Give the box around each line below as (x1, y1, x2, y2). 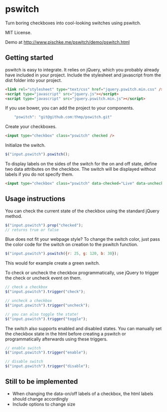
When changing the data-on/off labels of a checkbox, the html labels (12, 391, 154, 397)
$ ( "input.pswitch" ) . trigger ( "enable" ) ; (5, 350, 88, 355)
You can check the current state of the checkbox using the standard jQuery (5, 207, 160, 214)
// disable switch (5, 359, 43, 364)
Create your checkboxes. (5, 124, 57, 130)
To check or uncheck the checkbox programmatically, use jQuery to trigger (5, 270, 159, 276)
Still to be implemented (5, 377, 78, 386)
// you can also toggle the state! (5, 312, 79, 317)
